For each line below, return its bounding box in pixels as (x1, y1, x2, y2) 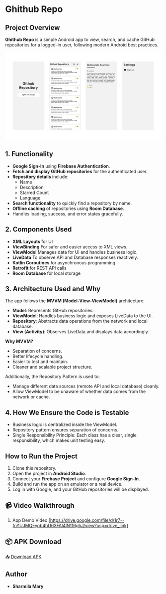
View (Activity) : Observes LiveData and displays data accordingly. (12, 329, 149, 335)
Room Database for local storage (12, 270, 81, 276)
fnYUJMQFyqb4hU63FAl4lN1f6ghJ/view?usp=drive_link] (12, 522, 128, 528)
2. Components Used (5, 225, 72, 234)
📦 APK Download (5, 538, 62, 546)
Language (19, 195, 41, 200)
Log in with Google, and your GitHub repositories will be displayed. (12, 486, 149, 492)
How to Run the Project (5, 452, 78, 460)
